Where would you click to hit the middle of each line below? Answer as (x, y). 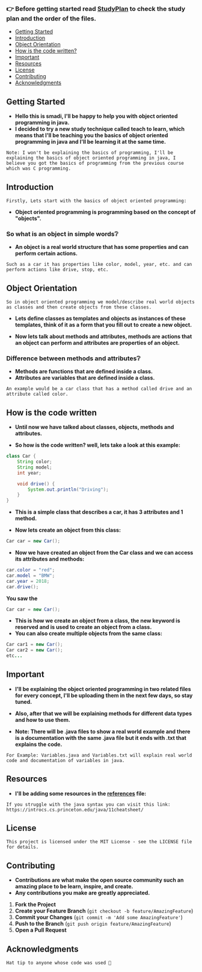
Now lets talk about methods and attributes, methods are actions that (103, 337)
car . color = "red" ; (31, 570)
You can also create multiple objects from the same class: (88, 633)
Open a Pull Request (41, 930)
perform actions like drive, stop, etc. (58, 270)
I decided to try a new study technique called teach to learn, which (100, 129)
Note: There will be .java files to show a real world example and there (103, 731)
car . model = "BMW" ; (31, 576)
